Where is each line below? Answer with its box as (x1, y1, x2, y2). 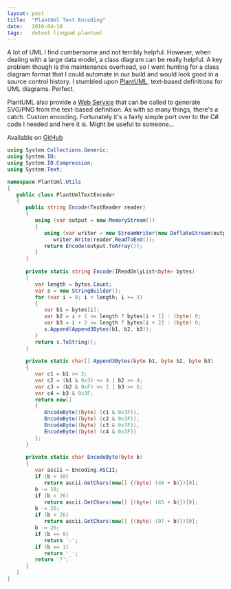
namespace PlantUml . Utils (7, 178, 81, 185)
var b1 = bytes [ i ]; (43, 307, 100, 313)
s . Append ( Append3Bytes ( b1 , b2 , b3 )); (43, 325, 153, 333)
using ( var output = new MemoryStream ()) (34, 217, 155, 224)
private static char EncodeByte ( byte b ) (25, 454, 143, 461)
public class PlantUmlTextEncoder (16, 191, 115, 198)
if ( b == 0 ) (34, 530, 69, 537)
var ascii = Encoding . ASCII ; (34, 466, 118, 474)
